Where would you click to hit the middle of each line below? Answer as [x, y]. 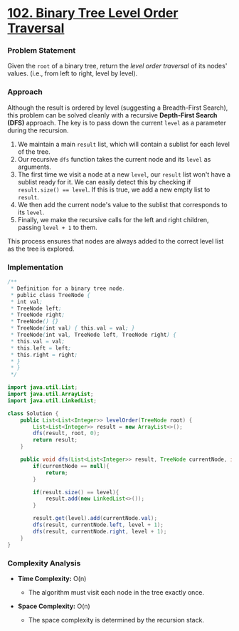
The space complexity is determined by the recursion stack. [116, 620]
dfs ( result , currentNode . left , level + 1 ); [98, 525]
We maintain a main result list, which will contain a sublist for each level [123, 144]
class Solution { [33, 413]
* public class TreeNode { [51, 295]
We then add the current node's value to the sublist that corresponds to [122, 204]
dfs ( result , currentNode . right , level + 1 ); [100, 531]
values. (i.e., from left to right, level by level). [73, 73]
